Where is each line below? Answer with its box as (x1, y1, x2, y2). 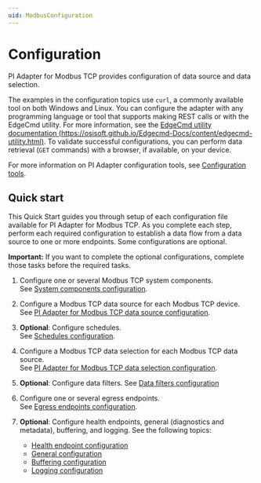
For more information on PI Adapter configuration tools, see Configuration (8, 160, 247, 170)
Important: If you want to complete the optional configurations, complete (8, 252, 245, 262)
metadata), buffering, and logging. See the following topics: (19, 426, 212, 435)
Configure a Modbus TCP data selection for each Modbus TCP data (19, 346, 238, 356)
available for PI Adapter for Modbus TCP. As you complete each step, (8, 221, 233, 230)
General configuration (31, 449, 102, 459)
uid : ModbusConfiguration (8, 11, 92, 20)
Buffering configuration (31, 457, 107, 467)
